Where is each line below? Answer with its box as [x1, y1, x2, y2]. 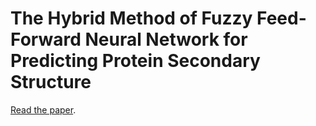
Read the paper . [10, 103, 77, 116]
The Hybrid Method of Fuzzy [10, 7, 253, 30]
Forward [10, 28, 82, 51]
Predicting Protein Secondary [10, 50, 261, 72]
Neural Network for [84, 28, 248, 51]
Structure [10, 71, 92, 94]
